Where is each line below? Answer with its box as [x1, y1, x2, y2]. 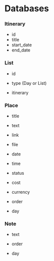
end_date [11, 47, 31, 53]
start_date [11, 42, 32, 48]
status [11, 170, 24, 176]
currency [11, 189, 30, 195]
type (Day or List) [11, 80, 47, 86]
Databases [4, 3, 49, 14]
